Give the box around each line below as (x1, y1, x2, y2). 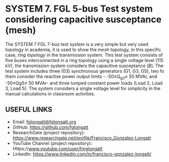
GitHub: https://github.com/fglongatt (12, 124, 89, 130)
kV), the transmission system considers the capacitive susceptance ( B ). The (5, 63, 164, 69)
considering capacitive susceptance (5, 14, 162, 25)
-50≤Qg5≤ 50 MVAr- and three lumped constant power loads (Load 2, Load (5, 80, 163, 86)
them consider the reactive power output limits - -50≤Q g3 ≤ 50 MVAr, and (5, 73, 157, 81)
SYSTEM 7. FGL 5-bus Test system (5, 3, 153, 15)
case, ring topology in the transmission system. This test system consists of (5, 51, 163, 58)
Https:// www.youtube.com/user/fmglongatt (12, 145, 102, 151)
